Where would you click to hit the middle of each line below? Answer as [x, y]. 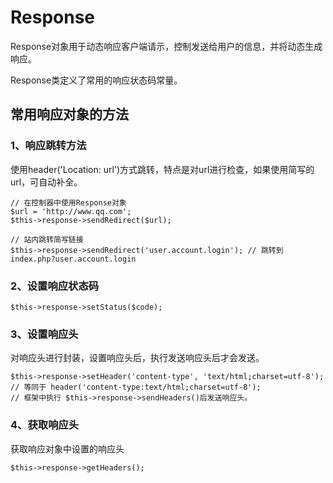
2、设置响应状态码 [55, 286]
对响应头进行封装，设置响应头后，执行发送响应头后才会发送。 [137, 358]
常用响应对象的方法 [69, 114]
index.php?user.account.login [73, 259]
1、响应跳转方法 [48, 146]
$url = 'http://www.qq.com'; [71, 211]
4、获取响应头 [45, 425]
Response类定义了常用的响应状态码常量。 [96, 80]
